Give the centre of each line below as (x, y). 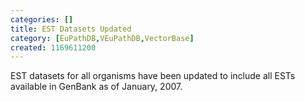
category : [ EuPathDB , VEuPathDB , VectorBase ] (102, 38)
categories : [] (42, 19)
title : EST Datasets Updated (71, 29)
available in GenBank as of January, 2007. (96, 87)
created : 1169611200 (53, 47)
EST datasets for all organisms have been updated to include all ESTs (153, 76)
